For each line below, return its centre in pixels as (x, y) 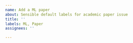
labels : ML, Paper (24, 24)
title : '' (15, 19)
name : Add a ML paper (28, 10)
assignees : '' (20, 28)
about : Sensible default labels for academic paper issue (66, 14)
